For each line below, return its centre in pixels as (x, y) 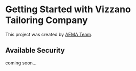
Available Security (35, 50)
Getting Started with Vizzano (68, 9)
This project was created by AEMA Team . (49, 34)
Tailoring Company (47, 20)
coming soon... (21, 63)
